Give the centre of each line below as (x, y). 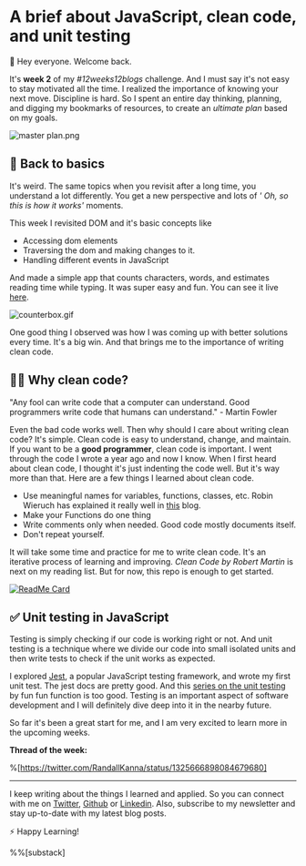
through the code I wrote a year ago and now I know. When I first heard (143, 458)
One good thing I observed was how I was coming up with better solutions (149, 332)
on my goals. (34, 117)
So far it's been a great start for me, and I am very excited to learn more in (148, 723)
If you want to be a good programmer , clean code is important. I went (141, 449)
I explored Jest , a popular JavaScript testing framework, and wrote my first (150, 677)
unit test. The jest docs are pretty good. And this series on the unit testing (148, 686)
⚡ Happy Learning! (45, 831)
